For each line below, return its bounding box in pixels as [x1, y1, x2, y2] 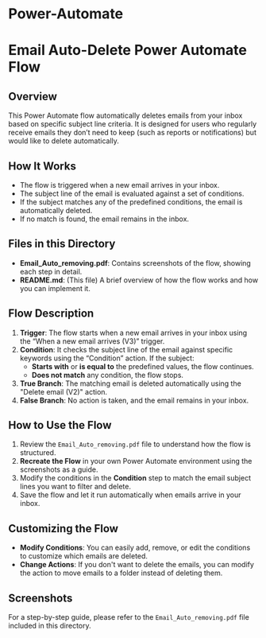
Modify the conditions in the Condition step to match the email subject [19, 473, 252, 483]
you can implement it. [19, 283, 91, 293]
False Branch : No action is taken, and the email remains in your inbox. [19, 395, 249, 405]
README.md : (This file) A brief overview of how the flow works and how [19, 275, 259, 285]
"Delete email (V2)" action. [19, 387, 108, 396]
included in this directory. [8, 621, 91, 631]
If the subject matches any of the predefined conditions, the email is [19, 197, 243, 207]
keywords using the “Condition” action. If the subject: [19, 353, 195, 363]
